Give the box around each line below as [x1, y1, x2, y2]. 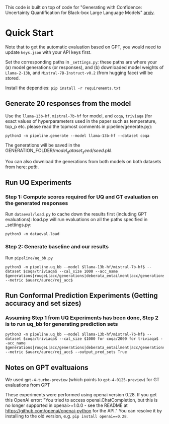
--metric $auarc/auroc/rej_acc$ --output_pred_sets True [5, 349, 127, 355]
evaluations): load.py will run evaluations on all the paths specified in [5, 217, 148, 223]
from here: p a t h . [5, 164, 39, 170]
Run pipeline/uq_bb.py [5, 254, 53, 261]
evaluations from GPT [5, 382, 50, 388]
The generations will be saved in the [5, 142, 80, 148]
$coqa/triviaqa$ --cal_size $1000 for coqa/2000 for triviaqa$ [23, 336, 158, 341]
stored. [5, 75, 20, 81]
